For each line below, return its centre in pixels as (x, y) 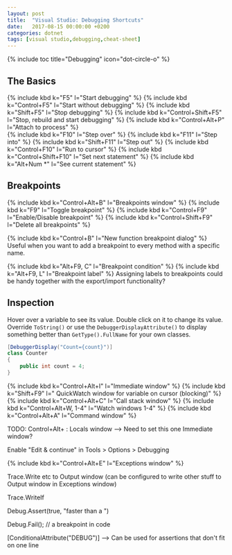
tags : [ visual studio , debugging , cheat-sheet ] (74, 40)
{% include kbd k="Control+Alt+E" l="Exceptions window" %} (96, 463)
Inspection (31, 303)
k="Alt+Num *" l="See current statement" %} (72, 164)
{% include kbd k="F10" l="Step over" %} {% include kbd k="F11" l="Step (113, 134)
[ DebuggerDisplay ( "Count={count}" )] (60, 347)
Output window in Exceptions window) (62, 484)
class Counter (28, 353)
